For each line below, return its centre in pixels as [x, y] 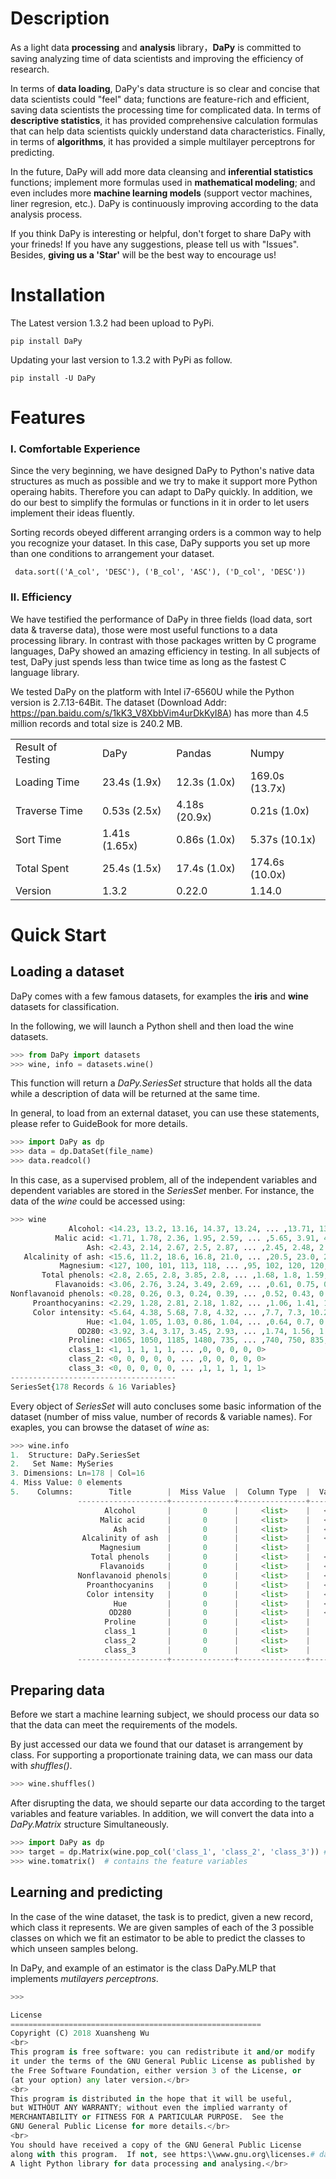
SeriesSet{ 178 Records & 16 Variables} [93, 1387]
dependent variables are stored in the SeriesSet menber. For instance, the [162, 1191]
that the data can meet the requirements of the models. [124, 1725]
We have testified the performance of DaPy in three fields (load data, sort [161, 619]
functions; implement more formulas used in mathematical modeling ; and [163, 182]
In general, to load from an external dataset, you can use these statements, [165, 1113]
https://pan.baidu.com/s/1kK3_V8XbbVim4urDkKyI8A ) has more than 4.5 [159, 713]
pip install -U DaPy [53, 378]
